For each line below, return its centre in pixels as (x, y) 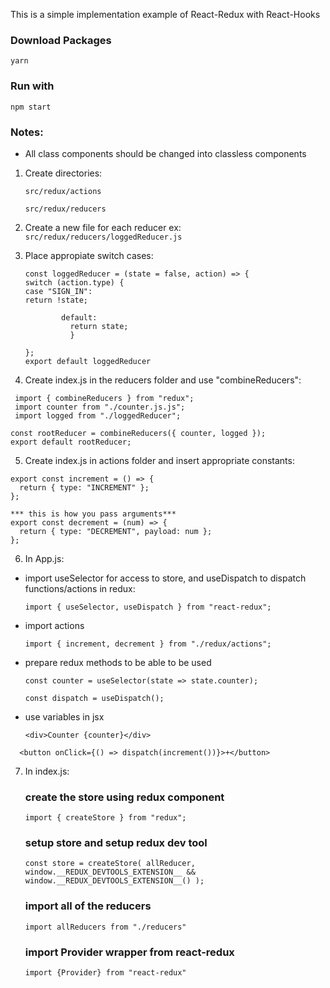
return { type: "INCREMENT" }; (84, 487)
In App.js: (44, 558)
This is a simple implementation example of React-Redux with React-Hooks (165, 14)
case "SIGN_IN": (58, 291)
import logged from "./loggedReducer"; (98, 415)
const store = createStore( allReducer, (110, 864)
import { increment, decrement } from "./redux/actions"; (148, 644)
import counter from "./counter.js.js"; (100, 407)
